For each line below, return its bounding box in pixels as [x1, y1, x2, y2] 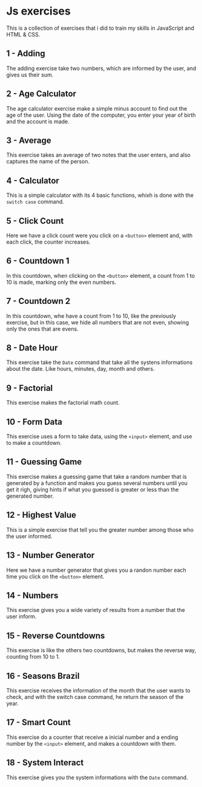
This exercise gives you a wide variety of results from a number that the [6, 607, 186, 614]
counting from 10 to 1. [6, 653, 60, 661]
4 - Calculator [6, 175, 59, 186]
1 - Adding [6, 49, 45, 59]
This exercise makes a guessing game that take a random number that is [6, 473, 187, 480]
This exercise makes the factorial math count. [6, 399, 120, 407]
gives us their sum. [6, 71, 54, 78]
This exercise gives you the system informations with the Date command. [6, 774, 189, 781]
